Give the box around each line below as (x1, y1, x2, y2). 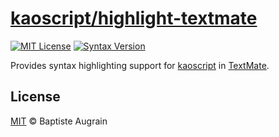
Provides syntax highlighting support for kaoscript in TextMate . (10, 59, 270, 71)
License (10, 88, 61, 106)
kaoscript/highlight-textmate (10, 7, 258, 30)
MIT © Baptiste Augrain (10, 115, 108, 127)
